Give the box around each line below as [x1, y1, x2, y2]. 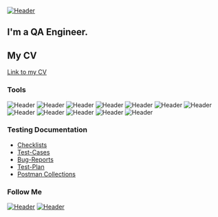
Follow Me [7, 187, 43, 196]
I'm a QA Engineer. [7, 26, 88, 38]
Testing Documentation [7, 125, 88, 135]
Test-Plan [17, 162, 45, 171]
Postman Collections [17, 170, 76, 178]
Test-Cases [17, 148, 50, 156]
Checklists [17, 141, 47, 149]
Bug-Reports [17, 155, 54, 163]
